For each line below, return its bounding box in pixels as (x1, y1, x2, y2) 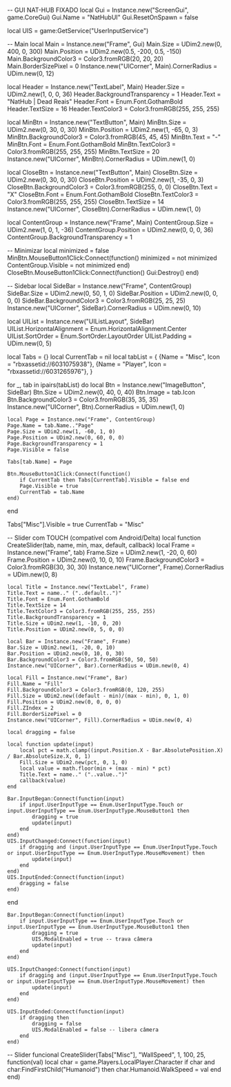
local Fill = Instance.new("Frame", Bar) (7, 674, 128, 681)
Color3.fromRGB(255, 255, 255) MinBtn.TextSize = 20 (7, 148, 160, 155)
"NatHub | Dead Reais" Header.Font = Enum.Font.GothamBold (7, 97, 183, 106)
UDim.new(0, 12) (7, 69, 54, 77)
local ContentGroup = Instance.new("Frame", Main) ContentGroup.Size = (7, 218, 214, 227)
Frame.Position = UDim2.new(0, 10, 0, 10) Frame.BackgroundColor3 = (7, 556, 205, 564)
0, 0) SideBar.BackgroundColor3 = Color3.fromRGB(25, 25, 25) (7, 296, 186, 305)
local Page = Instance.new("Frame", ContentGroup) (7, 416, 156, 423)
